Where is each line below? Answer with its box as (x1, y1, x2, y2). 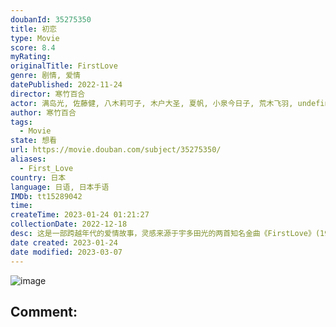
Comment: (10, 303, 78, 320)
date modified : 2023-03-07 (10, 247, 123, 257)
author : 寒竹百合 (10, 107, 77, 118)
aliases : (10, 154, 47, 164)
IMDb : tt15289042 (10, 191, 83, 201)
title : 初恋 (10, 24, 57, 34)
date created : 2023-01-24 (10, 237, 118, 248)
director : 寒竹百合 (10, 89, 86, 99)
